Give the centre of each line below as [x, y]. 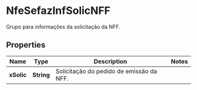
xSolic [18, 75]
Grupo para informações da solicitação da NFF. [63, 27]
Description [110, 61]
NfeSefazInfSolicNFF [58, 11]
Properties [26, 45]
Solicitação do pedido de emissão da [106, 71]
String [41, 75]
